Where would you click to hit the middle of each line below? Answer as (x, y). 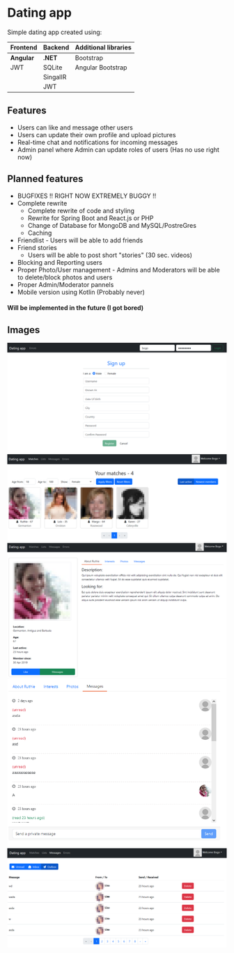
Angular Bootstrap (101, 67)
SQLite (53, 67)
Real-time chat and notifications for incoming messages (97, 142)
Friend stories (37, 247)
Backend (56, 47)
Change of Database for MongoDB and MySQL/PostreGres (112, 225)
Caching (40, 233)
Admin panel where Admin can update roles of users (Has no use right (118, 149)
